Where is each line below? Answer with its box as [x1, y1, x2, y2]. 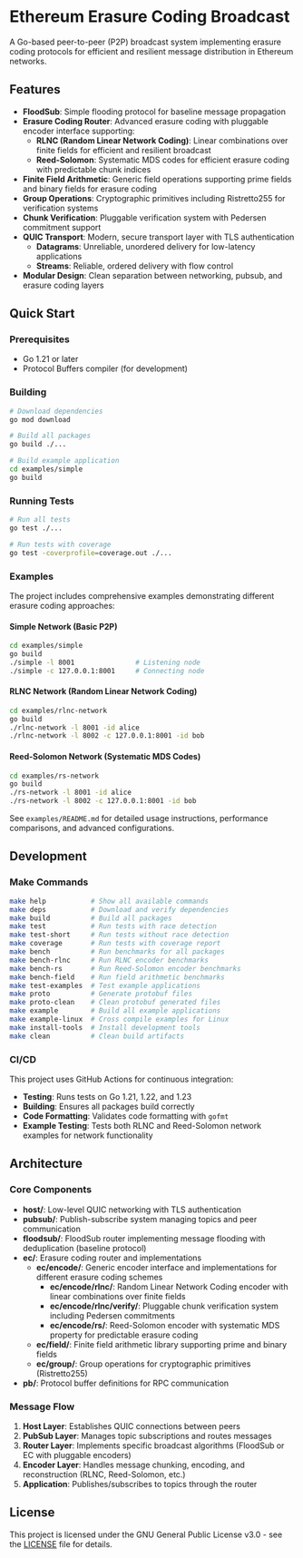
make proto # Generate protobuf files [9, 989, 193, 999]
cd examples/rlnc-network [9, 706, 107, 715]
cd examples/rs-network [9, 771, 100, 780]
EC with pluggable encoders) [22, 1449, 132, 1460]
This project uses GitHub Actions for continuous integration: [9, 1073, 234, 1084]
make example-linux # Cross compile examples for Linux [9, 1014, 230, 1024]
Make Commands [9, 876, 89, 888]
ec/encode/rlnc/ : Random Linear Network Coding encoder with [49, 1281, 288, 1292]
